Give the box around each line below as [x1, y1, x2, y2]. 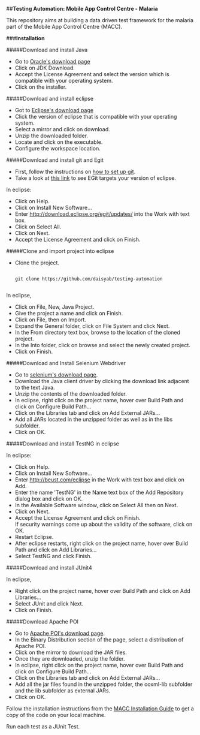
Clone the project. [14, 259, 60, 266]
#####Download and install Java [6, 46, 88, 53]
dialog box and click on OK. [14, 495, 83, 502]
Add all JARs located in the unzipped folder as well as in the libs [14, 416, 173, 423]
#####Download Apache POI [6, 618, 79, 625]
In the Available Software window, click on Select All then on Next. [14, 502, 178, 508]
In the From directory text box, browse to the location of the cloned [14, 329, 181, 336]
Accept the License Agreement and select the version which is [14, 71, 169, 77]
